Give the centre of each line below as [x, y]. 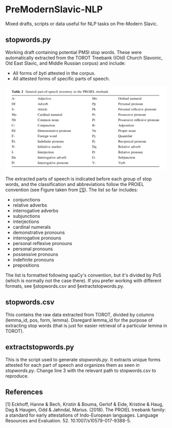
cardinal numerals [32, 227]
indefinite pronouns [33, 260]
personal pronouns [33, 249]
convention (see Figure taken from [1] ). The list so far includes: [72, 190]
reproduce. [17, 376]
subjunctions [26, 216]
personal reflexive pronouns [43, 244]
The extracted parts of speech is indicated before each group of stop [79, 179]
